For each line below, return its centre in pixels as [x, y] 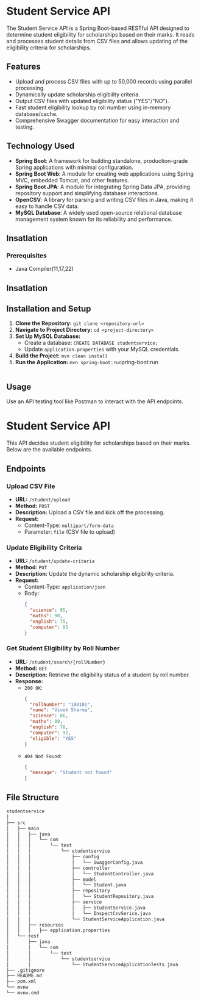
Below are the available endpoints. [49, 450]
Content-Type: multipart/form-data [69, 525]
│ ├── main [23, 828]
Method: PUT [31, 567]
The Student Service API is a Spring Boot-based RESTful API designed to [98, 28]
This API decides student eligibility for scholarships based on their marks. [99, 443]
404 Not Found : [43, 756]
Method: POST [32, 506]
